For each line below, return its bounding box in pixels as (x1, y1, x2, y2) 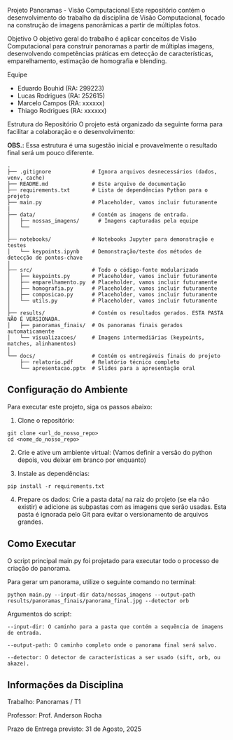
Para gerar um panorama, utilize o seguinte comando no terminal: (7, 577, 197, 586)
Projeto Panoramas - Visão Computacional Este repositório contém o (7, 6, 206, 14)
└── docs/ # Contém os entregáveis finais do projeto (7, 352, 220, 359)
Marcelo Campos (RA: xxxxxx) (17, 99, 105, 107)
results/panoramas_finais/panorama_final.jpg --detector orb (7, 597, 190, 604)
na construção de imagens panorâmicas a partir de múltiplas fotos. (7, 21, 201, 29)
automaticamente (7, 328, 55, 335)
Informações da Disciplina (7, 679, 124, 691)
